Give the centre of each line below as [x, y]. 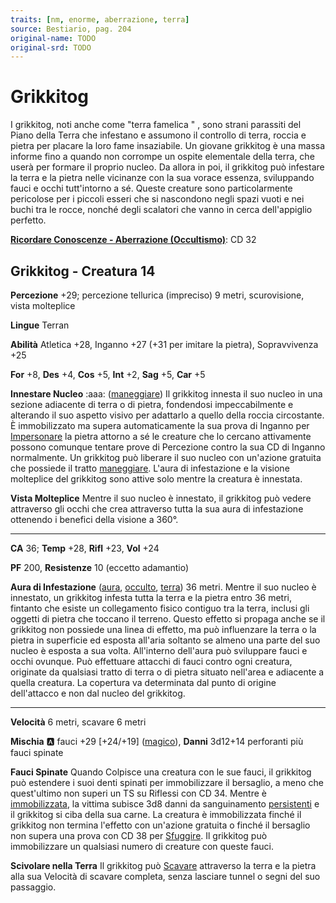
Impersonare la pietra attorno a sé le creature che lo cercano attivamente [161, 436]
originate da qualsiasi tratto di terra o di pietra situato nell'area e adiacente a [167, 672]
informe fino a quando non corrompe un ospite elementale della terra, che [162, 157]
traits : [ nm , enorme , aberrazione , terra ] [100, 19]
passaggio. [33, 887]
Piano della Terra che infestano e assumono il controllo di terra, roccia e [158, 135]
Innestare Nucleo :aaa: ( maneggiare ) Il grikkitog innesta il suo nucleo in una [166, 394]
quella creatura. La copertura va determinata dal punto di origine [143, 682]
